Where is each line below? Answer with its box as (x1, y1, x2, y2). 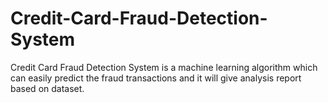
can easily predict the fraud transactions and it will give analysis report (10, 72, 302, 84)
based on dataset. (10, 82, 85, 94)
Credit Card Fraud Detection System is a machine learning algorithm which (10, 61, 318, 73)
